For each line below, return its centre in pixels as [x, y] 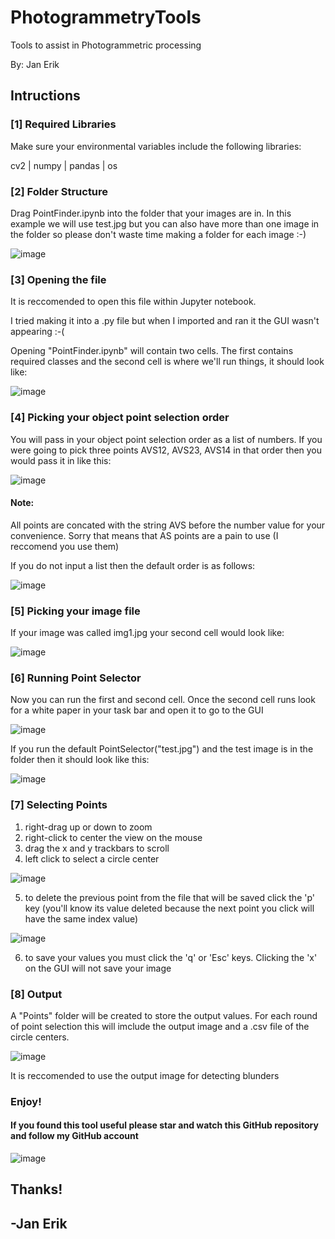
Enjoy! [26, 1101]
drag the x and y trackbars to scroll [97, 848]
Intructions [45, 96]
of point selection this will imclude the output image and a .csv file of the [160, 1026]
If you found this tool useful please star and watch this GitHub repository [164, 1125]
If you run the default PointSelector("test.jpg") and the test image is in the [162, 749]
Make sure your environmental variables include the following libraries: [156, 146]
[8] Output [36, 994]
